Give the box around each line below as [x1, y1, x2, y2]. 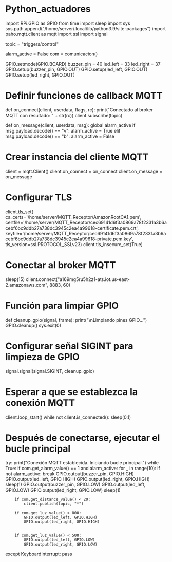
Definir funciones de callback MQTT [5, 90, 163, 102]
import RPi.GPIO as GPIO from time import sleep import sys [5, 20, 130, 26]
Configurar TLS [5, 192, 72, 203]
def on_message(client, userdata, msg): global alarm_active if [5, 122, 136, 128]
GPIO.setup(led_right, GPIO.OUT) [5, 71, 75, 78]
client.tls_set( [5, 209, 33, 215]
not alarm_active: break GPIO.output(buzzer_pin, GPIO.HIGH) [5, 471, 135, 477]
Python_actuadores [5, 3, 91, 15]
